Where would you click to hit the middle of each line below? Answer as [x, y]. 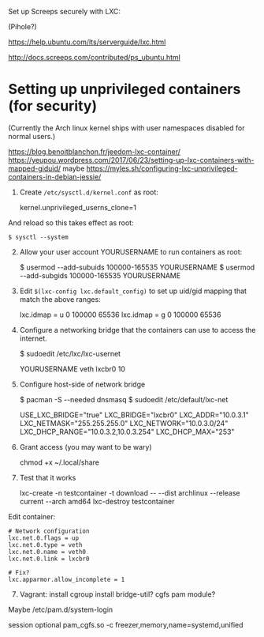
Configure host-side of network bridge [82, 384]
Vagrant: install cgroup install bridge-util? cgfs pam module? [117, 594]
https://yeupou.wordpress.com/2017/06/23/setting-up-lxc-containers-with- [131, 160]
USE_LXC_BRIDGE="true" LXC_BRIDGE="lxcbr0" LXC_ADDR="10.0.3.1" [134, 415]
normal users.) [32, 136]
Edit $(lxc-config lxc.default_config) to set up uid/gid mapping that [133, 291]
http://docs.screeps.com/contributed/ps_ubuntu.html [95, 57]
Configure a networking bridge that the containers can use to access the [138, 330]
